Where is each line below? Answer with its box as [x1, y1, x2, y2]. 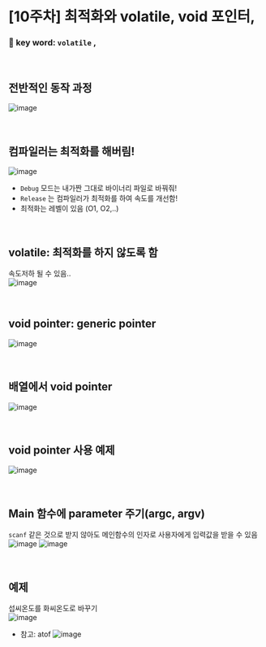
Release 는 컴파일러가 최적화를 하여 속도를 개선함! [19, 193, 178, 203]
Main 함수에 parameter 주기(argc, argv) [8, 506, 205, 520]
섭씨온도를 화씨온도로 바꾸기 [8, 603, 98, 613]
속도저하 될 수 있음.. [8, 268, 71, 278]
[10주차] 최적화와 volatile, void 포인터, [8, 7, 255, 26]
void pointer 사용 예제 [8, 443, 115, 457]
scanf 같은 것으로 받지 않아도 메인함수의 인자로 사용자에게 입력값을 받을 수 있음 [8, 530, 258, 540]
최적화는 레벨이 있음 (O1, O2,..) [19, 204, 119, 214]
